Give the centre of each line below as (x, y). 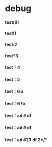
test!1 (11, 33)
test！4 (13, 67)
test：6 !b (15, 103)
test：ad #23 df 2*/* (26, 140)
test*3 (12, 55)
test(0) (12, 22)
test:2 (11, 44)
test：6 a (14, 92)
